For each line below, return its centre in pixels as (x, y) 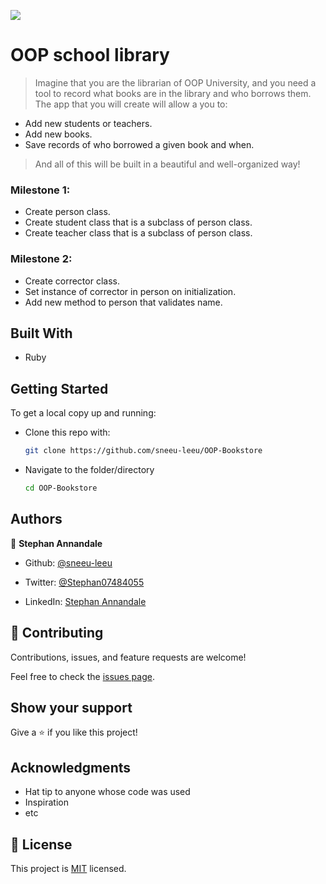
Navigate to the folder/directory (89, 470)
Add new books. (58, 134)
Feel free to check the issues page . (82, 676)
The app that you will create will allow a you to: (131, 104)
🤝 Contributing (57, 633)
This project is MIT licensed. (68, 868)
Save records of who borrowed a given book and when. (139, 144)
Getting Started (59, 388)
